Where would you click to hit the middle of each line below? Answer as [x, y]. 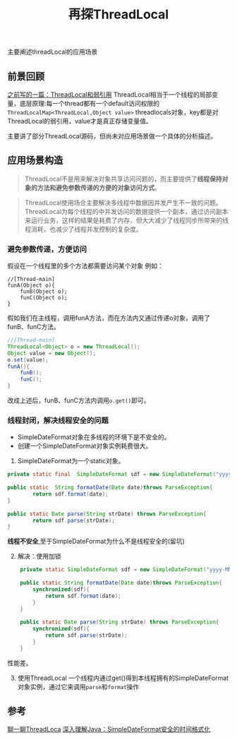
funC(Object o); [44, 298]
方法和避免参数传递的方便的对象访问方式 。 [99, 187]
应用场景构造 [35, 161]
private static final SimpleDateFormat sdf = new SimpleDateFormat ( [112, 475]
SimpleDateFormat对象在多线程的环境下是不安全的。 [94, 437]
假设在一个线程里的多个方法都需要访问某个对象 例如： [85, 266]
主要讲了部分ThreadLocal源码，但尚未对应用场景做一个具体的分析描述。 [112, 136]
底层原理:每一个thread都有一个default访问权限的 [90, 103]
